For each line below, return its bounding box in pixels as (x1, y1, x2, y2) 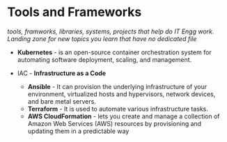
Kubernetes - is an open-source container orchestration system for (17, 48, 212, 56)
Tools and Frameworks (7, 4, 142, 20)
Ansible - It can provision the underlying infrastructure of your (27, 82, 208, 90)
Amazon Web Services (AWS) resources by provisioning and (27, 119, 202, 127)
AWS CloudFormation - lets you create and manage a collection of (27, 112, 221, 120)
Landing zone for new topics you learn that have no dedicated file (7, 34, 197, 42)
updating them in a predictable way (27, 127, 130, 135)
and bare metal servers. (27, 97, 96, 105)
